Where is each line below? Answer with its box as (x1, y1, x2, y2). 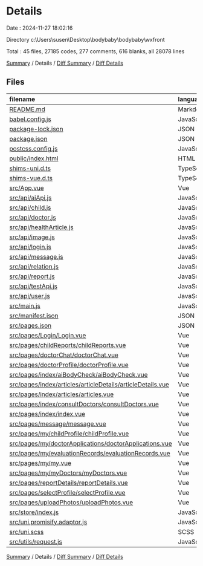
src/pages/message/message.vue (9, 419, 106, 428)
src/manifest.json (9, 311, 59, 320)
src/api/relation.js (9, 262, 59, 270)
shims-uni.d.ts (9, 164, 51, 172)
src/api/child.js (9, 203, 51, 212)
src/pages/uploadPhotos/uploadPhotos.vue (9, 498, 134, 506)
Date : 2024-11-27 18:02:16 (6, 24, 73, 31)
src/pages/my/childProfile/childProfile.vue (9, 429, 129, 438)
